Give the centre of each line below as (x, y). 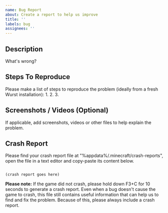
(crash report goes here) (32, 175)
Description (24, 49)
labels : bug (18, 24)
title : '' (16, 19)
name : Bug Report (23, 10)
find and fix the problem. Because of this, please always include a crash (80, 200)
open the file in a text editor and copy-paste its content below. (70, 161)
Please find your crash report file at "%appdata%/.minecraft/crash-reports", (84, 156)
